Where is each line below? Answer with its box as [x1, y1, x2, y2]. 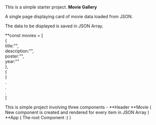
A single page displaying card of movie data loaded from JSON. [5, 14, 133, 19]
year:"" [5, 59, 19, 64]
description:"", [5, 48, 34, 54]
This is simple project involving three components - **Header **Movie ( [5, 104, 152, 110]
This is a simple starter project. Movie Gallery [5, 4, 97, 10]
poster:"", [5, 53, 24, 59]
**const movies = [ [5, 33, 43, 38]
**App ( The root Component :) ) [5, 115, 72, 120]
